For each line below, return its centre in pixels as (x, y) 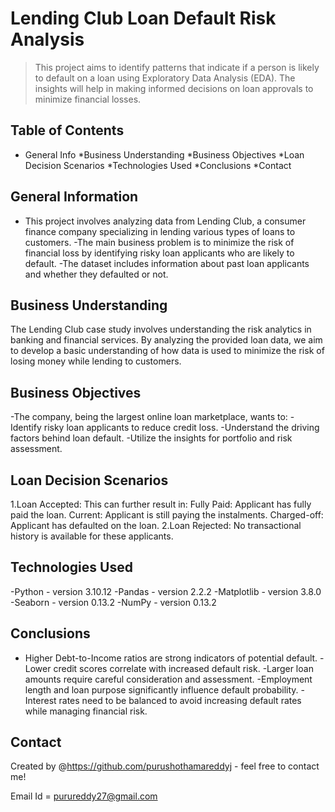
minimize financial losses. (88, 99)
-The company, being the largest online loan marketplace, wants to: (149, 417)
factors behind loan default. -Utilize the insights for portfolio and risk (151, 438)
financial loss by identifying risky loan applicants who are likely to (159, 253)
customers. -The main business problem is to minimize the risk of (159, 242)
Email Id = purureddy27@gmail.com (84, 796)
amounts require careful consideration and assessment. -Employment (168, 679)
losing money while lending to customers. (96, 361)
